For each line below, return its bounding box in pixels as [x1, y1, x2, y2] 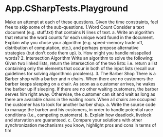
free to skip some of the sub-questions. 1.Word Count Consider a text [5, 24, 145, 30]
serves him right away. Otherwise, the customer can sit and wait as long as [5, 91, 156, 97]
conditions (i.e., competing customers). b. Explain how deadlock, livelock [5, 112, 152, 118]
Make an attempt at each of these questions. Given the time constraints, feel [5, 19, 158, 25]
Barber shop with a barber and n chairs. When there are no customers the [5, 76, 153, 82]
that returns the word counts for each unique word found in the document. [5, 34, 154, 40]
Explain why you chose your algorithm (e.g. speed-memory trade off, [5, 39, 144, 45]
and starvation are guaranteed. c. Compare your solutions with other [5, 117, 143, 123]
